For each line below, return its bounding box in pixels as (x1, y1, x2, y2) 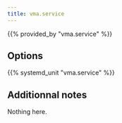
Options (7, 50, 44, 62)
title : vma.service (7, 10, 65, 18)
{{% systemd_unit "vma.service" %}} (7, 68, 115, 77)
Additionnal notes (7, 89, 87, 101)
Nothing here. (7, 108, 47, 116)
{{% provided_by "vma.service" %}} (7, 30, 113, 38)
